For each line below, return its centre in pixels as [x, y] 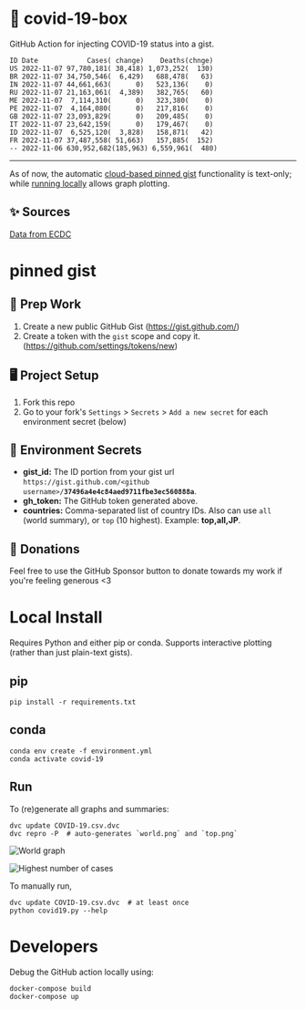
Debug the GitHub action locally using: [82, 972]
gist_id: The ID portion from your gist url [98, 472]
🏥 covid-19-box [69, 19]
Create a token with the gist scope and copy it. [111, 335]
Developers [54, 946]
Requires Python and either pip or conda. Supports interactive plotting [141, 643]
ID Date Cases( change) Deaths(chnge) [112, 60]
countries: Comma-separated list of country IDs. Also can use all [147, 510]
